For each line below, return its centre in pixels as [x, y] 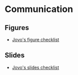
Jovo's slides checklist [35, 67]
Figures [17, 28]
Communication [39, 9]
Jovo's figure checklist [35, 39]
